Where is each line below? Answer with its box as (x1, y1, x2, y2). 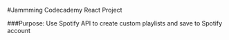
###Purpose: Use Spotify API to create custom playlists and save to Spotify (7, 19, 223, 27)
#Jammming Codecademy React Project (7, 6, 122, 14)
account (7, 27, 31, 34)
